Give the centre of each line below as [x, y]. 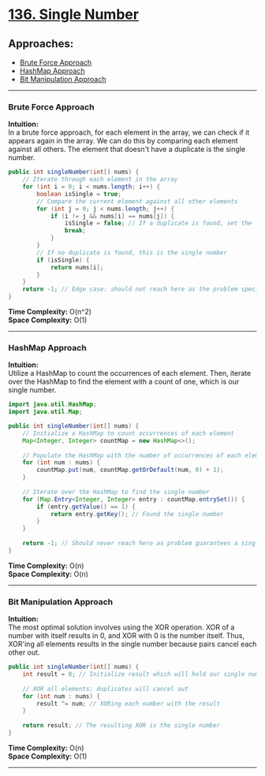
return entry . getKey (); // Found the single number [137, 514]
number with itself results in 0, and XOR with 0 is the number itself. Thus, [126, 636]
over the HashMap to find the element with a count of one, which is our [124, 382]
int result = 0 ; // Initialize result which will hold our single [134, 674]
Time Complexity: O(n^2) [50, 312]
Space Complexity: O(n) [49, 574]
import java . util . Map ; [45, 412]
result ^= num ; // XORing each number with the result [129, 704]
